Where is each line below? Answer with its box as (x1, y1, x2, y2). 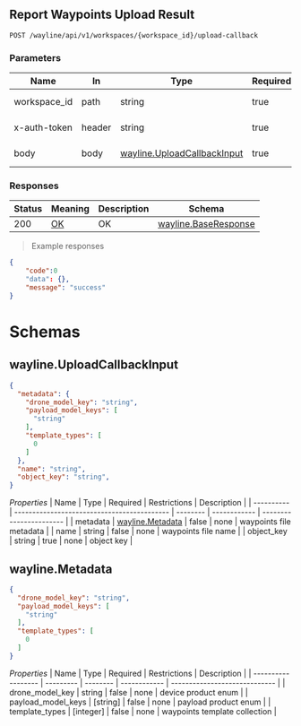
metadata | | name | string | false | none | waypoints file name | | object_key (9, 526, 288, 537)
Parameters (9, 51, 61, 64)
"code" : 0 (25, 266, 58, 276)
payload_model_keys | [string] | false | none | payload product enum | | (9, 696, 271, 707)
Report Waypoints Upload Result (9, 7, 195, 22)
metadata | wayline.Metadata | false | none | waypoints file (74, 516, 291, 527)
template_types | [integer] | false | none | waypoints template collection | (9, 705, 278, 716)
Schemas (9, 322, 81, 341)
